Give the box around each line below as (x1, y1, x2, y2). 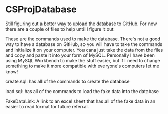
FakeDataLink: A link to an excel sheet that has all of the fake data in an (5, 98, 155, 104)
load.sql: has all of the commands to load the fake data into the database (5, 88, 159, 94)
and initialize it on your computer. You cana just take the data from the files (5, 47, 163, 53)
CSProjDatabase (5, 4, 77, 15)
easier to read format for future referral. (5, 103, 89, 109)
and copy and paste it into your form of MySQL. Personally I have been (5, 52, 155, 58)
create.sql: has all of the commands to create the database (5, 78, 130, 84)
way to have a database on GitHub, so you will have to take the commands (5, 41, 163, 47)
